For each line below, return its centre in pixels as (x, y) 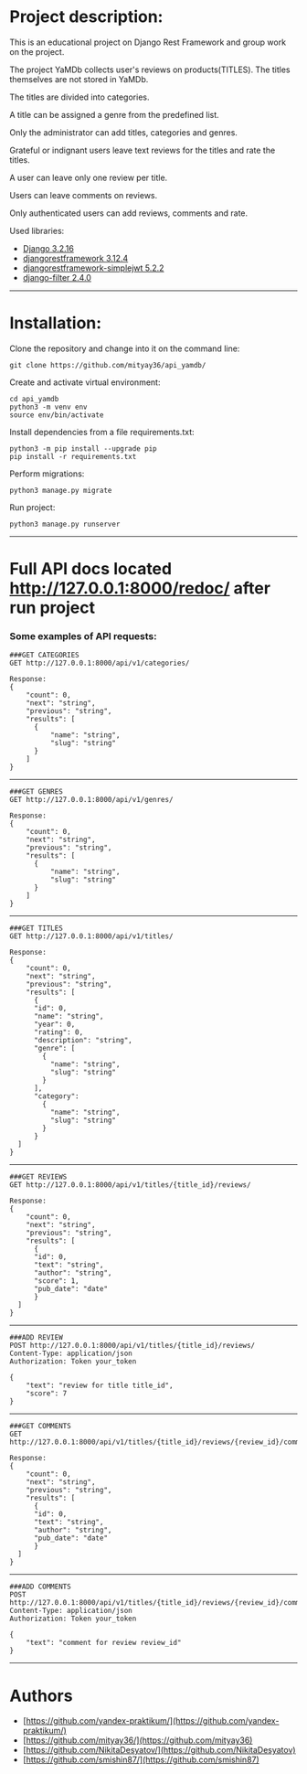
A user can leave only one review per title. (89, 177)
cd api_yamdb (34, 399)
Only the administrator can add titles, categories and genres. (123, 132)
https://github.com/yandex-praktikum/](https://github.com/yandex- (153, 1721)
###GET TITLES (37, 929)
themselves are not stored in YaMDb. (79, 79)
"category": (56, 1096)
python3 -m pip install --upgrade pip (83, 449)
